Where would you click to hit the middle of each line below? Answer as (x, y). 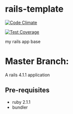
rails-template (34, 9)
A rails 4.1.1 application (27, 75)
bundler (20, 107)
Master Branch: (37, 61)
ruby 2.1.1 (21, 102)
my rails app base (23, 41)
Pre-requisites (27, 90)
